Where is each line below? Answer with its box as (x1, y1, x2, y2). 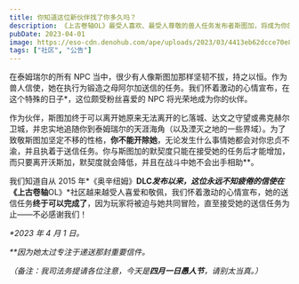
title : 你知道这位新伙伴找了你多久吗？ (9, 12, 137, 22)
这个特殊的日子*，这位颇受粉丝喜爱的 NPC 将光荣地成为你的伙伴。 (9, 94, 253, 105)
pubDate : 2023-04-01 (9, 29, 86, 38)
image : (9, 37, 34, 47)
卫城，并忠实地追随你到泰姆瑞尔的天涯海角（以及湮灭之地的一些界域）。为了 (9, 123, 287, 134)
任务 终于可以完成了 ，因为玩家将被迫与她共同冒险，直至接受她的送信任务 (16, 198, 282, 209)
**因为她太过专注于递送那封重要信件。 (9, 247, 150, 257)
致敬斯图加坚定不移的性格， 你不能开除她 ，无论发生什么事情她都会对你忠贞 (9, 135, 282, 146)
